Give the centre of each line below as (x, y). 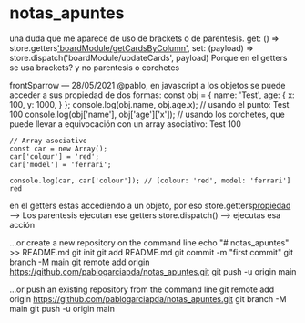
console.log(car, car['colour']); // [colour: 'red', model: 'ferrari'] (150, 181)
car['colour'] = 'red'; (55, 156)
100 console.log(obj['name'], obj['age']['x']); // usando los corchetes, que (147, 114)
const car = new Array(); (58, 149)
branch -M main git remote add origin (80, 262)
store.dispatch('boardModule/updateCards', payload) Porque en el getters (148, 57)
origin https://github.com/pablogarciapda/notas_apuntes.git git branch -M (148, 298)
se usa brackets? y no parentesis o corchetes (95, 68)
